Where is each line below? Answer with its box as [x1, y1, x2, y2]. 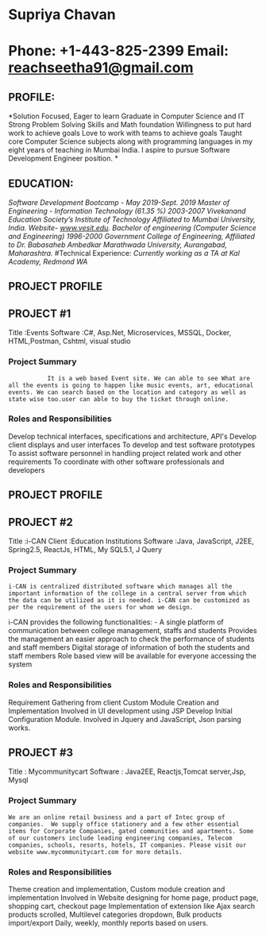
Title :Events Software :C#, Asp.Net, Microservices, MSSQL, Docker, [8, 328, 232, 338]
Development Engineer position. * [8, 153, 119, 164]
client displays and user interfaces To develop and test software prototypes [8, 439, 256, 450]
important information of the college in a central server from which [8, 589, 247, 597]
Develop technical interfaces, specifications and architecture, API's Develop [8, 431, 256, 441]
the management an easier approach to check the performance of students [8, 634, 255, 644]
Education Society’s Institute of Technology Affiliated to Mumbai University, [8, 214, 256, 224]
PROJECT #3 [8, 745, 74, 759]
